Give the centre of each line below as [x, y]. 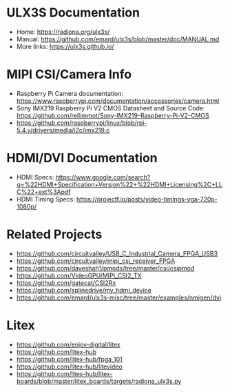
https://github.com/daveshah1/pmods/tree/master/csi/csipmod [105, 268]
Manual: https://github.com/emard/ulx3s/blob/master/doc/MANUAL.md [118, 39]
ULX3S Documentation [73, 13]
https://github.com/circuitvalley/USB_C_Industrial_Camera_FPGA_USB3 [117, 253]
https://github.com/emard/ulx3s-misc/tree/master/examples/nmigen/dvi [119, 297]
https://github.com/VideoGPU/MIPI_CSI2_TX [79, 275]
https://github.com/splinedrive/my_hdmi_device [84, 290]
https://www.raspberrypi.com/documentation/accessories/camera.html [118, 101]
